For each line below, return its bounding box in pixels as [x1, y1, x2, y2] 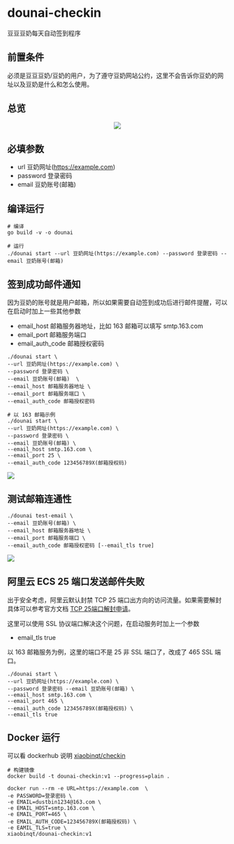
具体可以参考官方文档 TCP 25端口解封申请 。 [7, 604, 135, 613]
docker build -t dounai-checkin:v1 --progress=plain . [7, 773, 170, 780]
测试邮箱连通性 [7, 493, 72, 505]
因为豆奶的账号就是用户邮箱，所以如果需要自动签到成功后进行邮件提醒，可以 [7, 299, 228, 306]
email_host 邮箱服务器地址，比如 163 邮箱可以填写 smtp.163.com [17, 322, 204, 330]
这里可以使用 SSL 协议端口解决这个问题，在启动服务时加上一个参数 [7, 619, 200, 627]
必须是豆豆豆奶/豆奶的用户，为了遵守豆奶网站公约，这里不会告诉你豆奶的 [7, 71, 218, 80]
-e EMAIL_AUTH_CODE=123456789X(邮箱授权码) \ [7, 818, 137, 826]
